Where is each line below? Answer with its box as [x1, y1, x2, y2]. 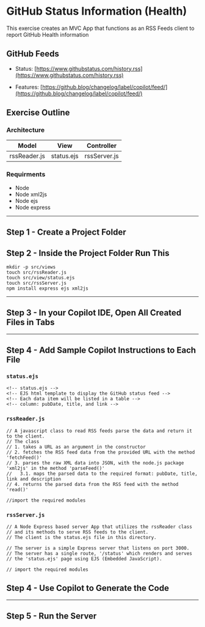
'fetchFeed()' [6, 454, 43, 461]
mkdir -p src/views [6, 264, 56, 270]
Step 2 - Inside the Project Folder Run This [6, 248, 170, 258]
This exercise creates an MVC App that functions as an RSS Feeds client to [6, 24, 195, 32]
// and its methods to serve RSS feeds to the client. [6, 529, 149, 535]
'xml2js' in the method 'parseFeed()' [6, 465, 105, 471]
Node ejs [15, 197, 38, 204]
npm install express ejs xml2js [6, 285, 88, 291]
